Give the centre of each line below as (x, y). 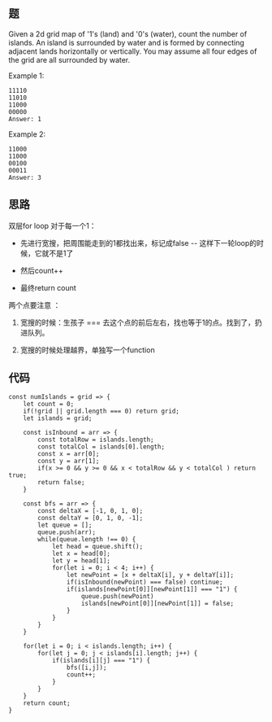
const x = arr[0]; (69, 454)
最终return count (48, 287)
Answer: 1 (25, 119)
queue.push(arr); (67, 532)
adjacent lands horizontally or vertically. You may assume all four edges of (133, 51)
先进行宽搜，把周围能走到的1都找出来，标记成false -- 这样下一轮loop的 (138, 243)
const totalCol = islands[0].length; (101, 447)
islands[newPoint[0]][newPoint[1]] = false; (157, 604)
